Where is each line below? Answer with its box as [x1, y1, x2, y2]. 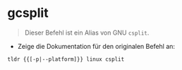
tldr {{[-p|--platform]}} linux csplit [7, 55, 125, 63]
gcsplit [7, 5, 49, 21]
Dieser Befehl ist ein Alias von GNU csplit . [24, 28, 150, 37]
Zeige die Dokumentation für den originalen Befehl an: [17, 42, 175, 50]
